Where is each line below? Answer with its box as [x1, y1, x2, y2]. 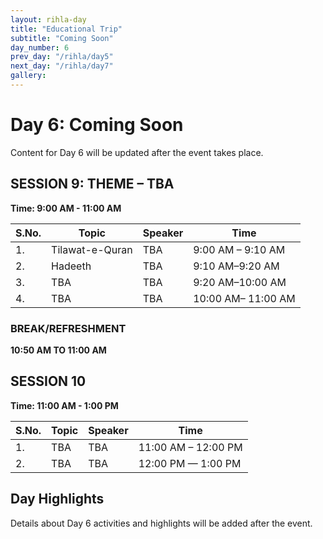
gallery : [10, 71, 47, 81]
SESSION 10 [10, 373, 87, 390]
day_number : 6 [10, 42, 70, 53]
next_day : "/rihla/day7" [10, 61, 114, 71]
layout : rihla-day [10, 14, 87, 25]
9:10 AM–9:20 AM [193, 259, 280, 273]
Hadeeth [51, 259, 92, 273]
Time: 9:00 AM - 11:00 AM [10, 202, 122, 214]
